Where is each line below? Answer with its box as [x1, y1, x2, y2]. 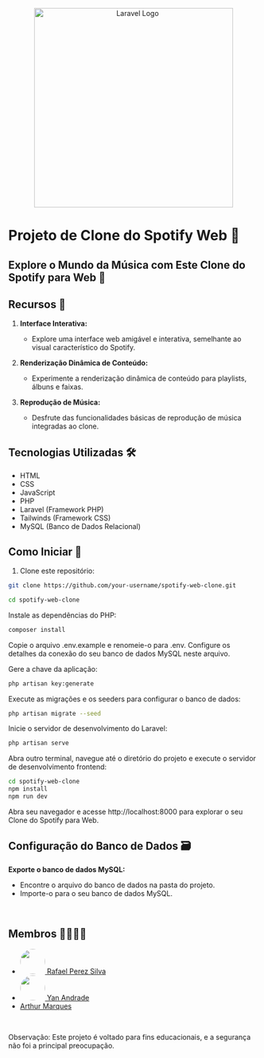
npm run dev [8, 792, 48, 801]
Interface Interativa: [19, 319, 87, 329]
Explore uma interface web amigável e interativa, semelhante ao [31, 334, 242, 344]
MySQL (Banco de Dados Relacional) [19, 522, 142, 531]
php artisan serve [8, 739, 69, 748]
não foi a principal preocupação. [8, 1040, 115, 1050]
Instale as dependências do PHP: [8, 610, 117, 620]
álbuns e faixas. [31, 382, 83, 392]
